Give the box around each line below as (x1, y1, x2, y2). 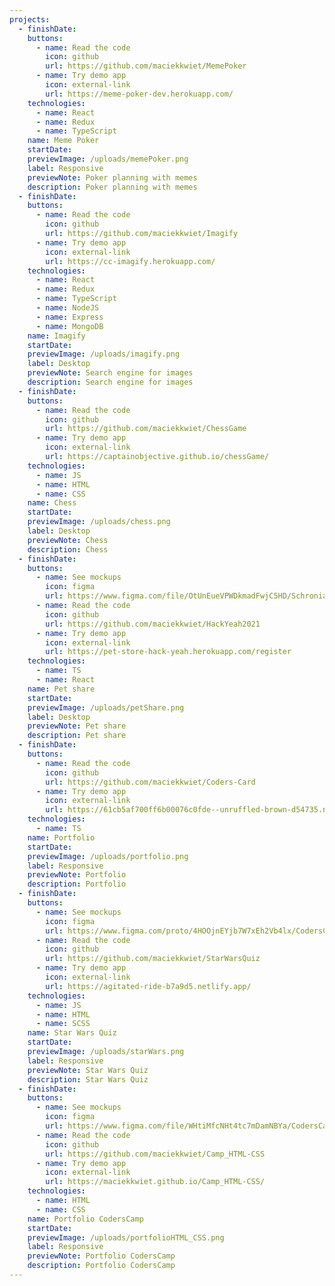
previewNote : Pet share (27, 721, 127, 731)
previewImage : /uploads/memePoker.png (27, 154, 189, 164)
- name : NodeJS (35, 303, 100, 313)
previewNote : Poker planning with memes (27, 172, 198, 183)
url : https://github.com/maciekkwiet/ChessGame (45, 424, 247, 434)
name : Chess (27, 498, 77, 508)
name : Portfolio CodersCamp (27, 1214, 144, 1224)
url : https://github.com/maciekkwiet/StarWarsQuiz (45, 954, 261, 964)
